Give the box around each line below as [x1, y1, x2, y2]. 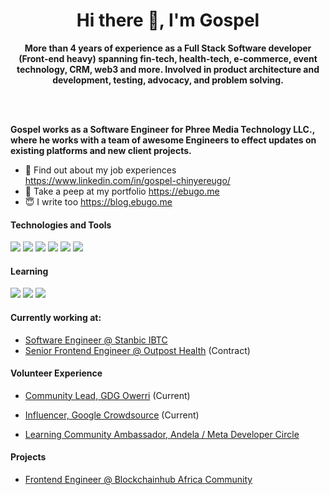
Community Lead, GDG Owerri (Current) [24, 389, 191, 401]
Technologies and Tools [10, 219, 112, 231]
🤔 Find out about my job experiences [24, 164, 177, 176]
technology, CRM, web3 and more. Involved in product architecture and [16, 63, 320, 75]
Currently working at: [10, 311, 102, 323]
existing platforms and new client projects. [10, 144, 192, 156]
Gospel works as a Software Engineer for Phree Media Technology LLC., [10, 123, 315, 135]
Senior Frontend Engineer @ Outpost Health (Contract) [24, 344, 251, 356]
